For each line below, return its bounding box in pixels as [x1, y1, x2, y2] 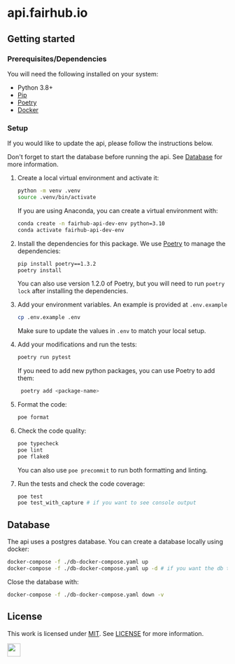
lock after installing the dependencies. [17, 287, 128, 295]
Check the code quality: [17, 426, 87, 435]
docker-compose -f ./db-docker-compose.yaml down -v [7, 591, 164, 598]
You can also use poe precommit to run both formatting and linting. [17, 466, 208, 474]
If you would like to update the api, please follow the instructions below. [7, 139, 213, 148]
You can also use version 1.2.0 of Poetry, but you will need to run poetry [17, 279, 225, 288]
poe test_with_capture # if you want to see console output [17, 499, 197, 506]
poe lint [17, 447, 43, 454]
